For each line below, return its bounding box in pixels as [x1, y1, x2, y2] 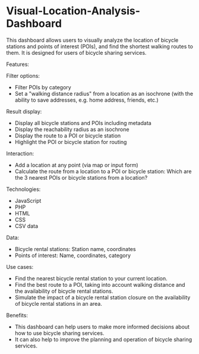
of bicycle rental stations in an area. [14, 300, 103, 307]
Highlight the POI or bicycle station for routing [14, 138, 127, 145]
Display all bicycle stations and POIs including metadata [14, 119, 151, 126]
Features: [6, 61, 30, 68]
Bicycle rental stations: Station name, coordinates [14, 245, 136, 252]
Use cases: [6, 263, 34, 270]
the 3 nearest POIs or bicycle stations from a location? [14, 174, 148, 181]
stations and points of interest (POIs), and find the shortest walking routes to [6, 43, 193, 50]
